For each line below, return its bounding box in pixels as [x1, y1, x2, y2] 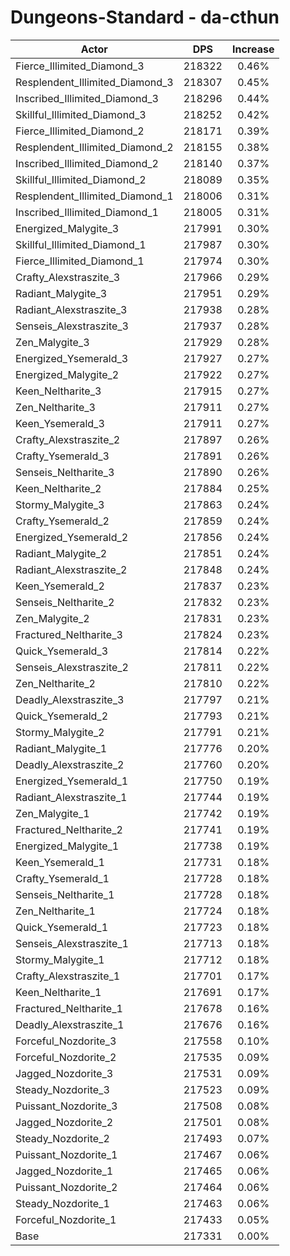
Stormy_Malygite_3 [15, 497, 105, 511]
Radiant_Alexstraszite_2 [15, 562, 128, 576]
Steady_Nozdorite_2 [15, 1131, 110, 1145]
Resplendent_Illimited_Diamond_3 [15, 75, 174, 89]
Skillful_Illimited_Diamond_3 [15, 107, 147, 121]
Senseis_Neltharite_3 [15, 465, 115, 479]
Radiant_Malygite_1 [15, 741, 108, 755]
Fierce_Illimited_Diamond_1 [15, 254, 145, 268]
